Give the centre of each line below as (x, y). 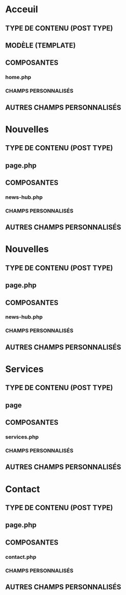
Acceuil (22, 9)
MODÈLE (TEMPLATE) (41, 45)
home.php (18, 77)
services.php (22, 437)
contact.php (21, 557)
